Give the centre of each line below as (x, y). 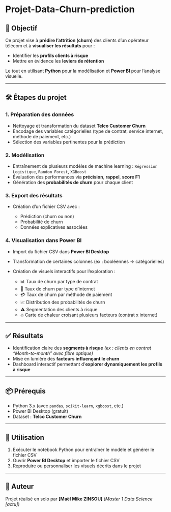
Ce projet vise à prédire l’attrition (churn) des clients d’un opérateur (77, 40)
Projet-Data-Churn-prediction (70, 9)
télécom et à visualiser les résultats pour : (50, 46)
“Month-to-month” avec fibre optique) (53, 353)
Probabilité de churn (41, 222)
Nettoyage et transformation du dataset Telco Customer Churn (79, 126)
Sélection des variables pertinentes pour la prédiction (69, 142)
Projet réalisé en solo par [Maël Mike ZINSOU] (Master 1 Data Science (79, 499)
